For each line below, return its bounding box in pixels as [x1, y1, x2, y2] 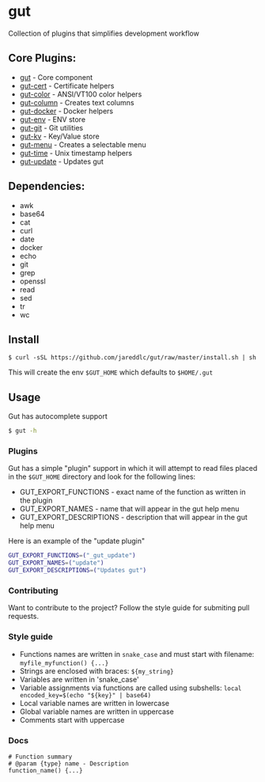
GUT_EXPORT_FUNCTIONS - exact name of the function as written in [19, 488, 246, 497]
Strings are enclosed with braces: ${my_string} [19, 666, 174, 675]
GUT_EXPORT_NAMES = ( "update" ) [8, 559, 104, 568]
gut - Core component [19, 72, 93, 82]
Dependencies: [8, 180, 85, 193]
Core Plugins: [8, 51, 77, 65]
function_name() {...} [8, 766, 83, 774]
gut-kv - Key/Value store [19, 131, 100, 141]
